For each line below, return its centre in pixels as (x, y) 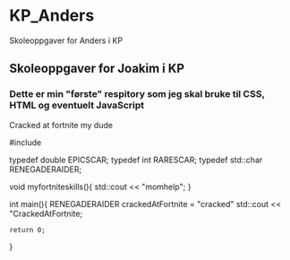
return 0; (28, 230)
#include (26, 142)
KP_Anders (52, 16)
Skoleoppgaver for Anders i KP (66, 40)
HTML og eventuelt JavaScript (77, 106)
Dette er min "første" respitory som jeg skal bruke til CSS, (137, 94)
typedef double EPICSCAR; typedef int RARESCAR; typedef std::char (136, 160)
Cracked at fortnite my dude (61, 125)
